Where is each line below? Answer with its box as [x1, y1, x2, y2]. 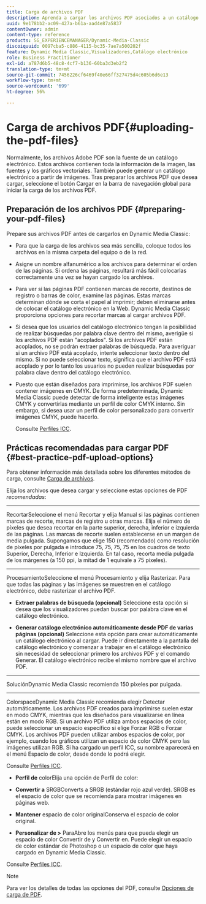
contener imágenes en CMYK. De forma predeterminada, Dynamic [15, 387, 183, 394]
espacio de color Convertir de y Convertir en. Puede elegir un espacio [15, 836, 193, 843]
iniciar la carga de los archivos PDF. [6, 186, 97, 194]
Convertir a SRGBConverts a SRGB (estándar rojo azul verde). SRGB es [15, 786, 196, 794]
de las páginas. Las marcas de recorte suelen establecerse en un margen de [6, 531, 200, 538]
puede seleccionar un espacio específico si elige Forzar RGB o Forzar [6, 724, 183, 732]
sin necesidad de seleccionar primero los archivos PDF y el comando [15, 650, 190, 658]
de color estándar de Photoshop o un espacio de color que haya [15, 842, 178, 849]
